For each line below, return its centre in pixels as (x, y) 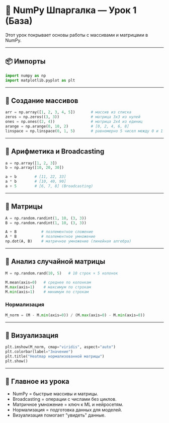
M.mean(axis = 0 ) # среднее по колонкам (48, 282)
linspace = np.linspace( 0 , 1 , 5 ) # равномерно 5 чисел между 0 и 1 (84, 131)
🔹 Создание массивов (42, 100)
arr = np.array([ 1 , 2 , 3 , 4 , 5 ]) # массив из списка (68, 112)
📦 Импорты (25, 62)
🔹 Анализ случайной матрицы (55, 262)
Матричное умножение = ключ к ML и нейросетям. (68, 404)
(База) (19, 21)
